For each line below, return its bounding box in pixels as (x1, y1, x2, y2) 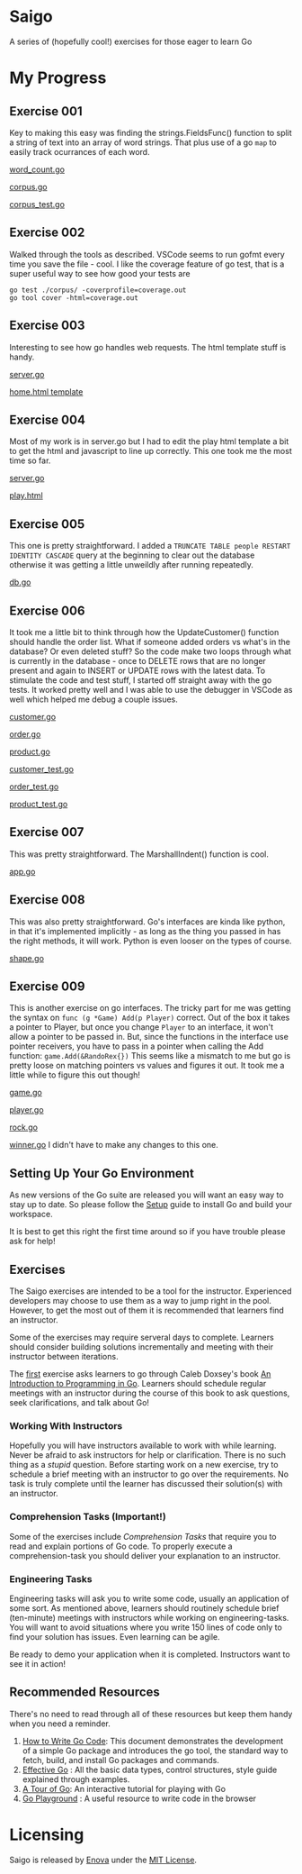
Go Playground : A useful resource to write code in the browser (22, 1793, 257, 1804)
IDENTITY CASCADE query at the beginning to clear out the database (9, 550, 255, 560)
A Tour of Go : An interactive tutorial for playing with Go (22, 1783, 226, 1794)
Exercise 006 (9, 603, 85, 618)
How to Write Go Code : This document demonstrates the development (22, 1735, 284, 1746)
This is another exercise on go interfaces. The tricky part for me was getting (9, 1003, 291, 1014)
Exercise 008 (9, 892, 85, 907)
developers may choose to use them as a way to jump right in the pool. (9, 1296, 272, 1306)
